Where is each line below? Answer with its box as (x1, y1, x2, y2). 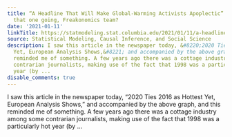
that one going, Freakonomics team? (13, 17, 119, 23)
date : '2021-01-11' (7, 23, 64, 30)
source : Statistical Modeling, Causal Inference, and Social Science (7, 36, 212, 43)
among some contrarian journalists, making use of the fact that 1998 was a (7, 115, 220, 123)
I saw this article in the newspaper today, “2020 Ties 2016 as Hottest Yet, (7, 93, 215, 101)
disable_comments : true (7, 74, 76, 81)
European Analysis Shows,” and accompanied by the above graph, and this (7, 101, 221, 109)
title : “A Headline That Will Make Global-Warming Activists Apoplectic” (7, 10, 224, 17)
